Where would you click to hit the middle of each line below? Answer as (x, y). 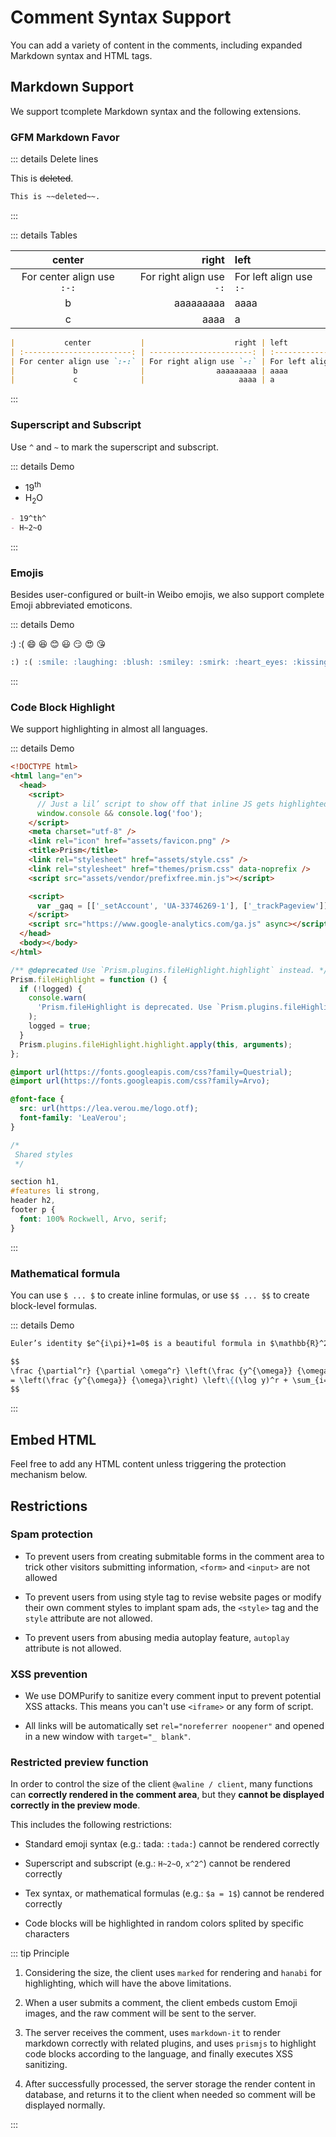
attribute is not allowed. (73, 1648)
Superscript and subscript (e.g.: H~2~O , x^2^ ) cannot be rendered (157, 1863)
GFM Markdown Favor (65, 137)
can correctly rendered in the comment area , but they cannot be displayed (167, 1795)
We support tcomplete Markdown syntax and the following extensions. (156, 111)
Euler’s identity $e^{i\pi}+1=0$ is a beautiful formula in (138, 1343)
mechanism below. (49, 1475)
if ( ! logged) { (51, 989)
